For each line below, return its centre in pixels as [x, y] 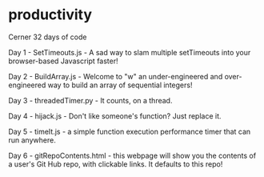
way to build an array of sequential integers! [120, 85]
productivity [50, 15]
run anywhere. [32, 140]
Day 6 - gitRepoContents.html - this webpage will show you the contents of [132, 155]
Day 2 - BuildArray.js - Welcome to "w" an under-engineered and [116, 76]
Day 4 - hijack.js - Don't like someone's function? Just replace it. [115, 116]
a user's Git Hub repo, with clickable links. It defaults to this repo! [116, 164]
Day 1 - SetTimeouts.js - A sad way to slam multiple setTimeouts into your [130, 52]
